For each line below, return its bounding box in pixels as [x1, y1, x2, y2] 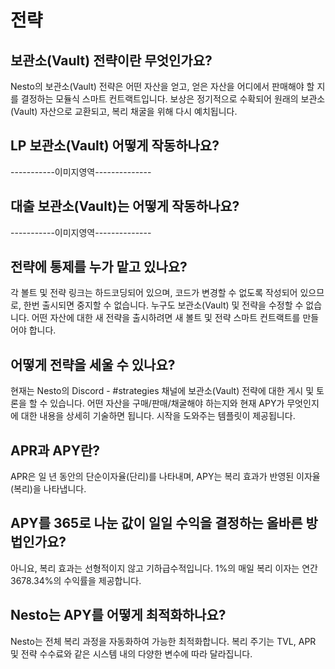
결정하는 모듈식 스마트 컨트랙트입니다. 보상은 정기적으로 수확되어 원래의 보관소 [20, 93, 326, 105]
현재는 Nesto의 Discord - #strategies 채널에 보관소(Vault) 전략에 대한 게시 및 [10, 385, 315, 397]
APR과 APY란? [10, 442, 101, 459]
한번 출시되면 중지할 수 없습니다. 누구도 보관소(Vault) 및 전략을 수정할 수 [23, 299, 304, 311]
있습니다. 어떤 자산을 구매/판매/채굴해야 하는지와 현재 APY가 [49, 397, 285, 410]
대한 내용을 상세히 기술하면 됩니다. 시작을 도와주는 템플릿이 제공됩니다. [20, 410, 296, 422]
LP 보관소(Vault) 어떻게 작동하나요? [10, 137, 220, 155]
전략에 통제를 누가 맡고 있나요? [10, 259, 188, 276]
